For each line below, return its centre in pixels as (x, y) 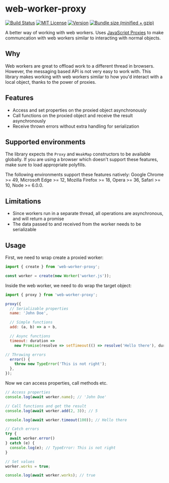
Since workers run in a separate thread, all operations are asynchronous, (88, 213)
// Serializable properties (39, 308)
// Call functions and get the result (46, 406)
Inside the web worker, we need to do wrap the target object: (68, 285)
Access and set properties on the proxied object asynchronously (79, 110)
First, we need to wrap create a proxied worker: (55, 257)
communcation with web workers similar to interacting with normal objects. (83, 38)
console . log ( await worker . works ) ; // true (50, 475)
